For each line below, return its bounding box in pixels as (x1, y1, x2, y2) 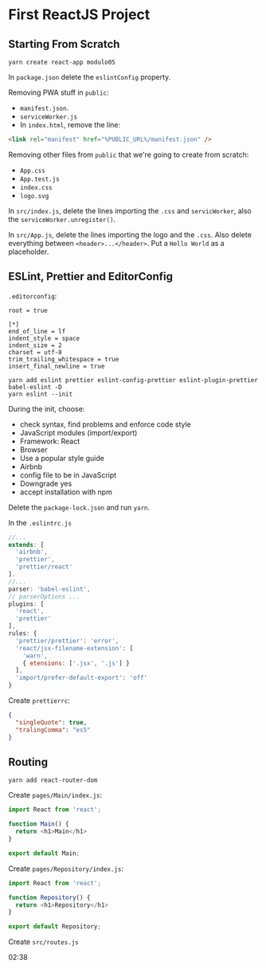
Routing (8, 755, 49, 769)
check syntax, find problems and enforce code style (19, 420, 191, 429)
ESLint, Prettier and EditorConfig (8, 270, 174, 283)
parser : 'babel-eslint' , (8, 585, 91, 593)
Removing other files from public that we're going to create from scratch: (8, 150, 249, 159)
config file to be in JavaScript (19, 470, 117, 479)
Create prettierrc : (8, 696, 70, 705)
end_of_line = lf (8, 327, 66, 335)
